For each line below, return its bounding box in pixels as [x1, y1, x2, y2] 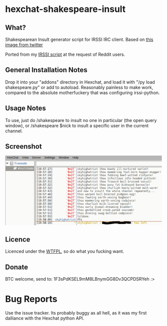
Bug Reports [5, 294, 58, 305]
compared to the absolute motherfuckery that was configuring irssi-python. [5, 90, 160, 96]
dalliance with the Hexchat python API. [5, 315, 84, 321]
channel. [5, 128, 23, 134]
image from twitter [5, 42, 43, 48]
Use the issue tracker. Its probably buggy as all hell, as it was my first [5, 310, 147, 316]
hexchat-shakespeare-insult [5, 3, 126, 15]
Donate [5, 263, 28, 271]
